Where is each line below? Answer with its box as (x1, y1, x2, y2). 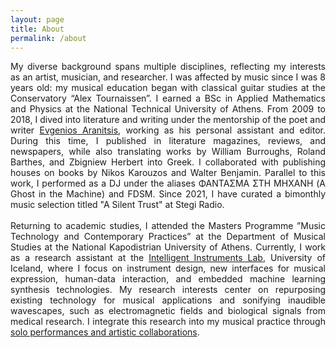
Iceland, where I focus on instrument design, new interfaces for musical (10, 262, 326, 275)
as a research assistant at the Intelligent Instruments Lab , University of (10, 252, 327, 264)
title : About (10, 24, 65, 34)
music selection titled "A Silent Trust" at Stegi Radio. (10, 199, 225, 211)
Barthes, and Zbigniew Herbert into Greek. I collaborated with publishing (10, 156, 326, 168)
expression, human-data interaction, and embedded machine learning (10, 273, 326, 285)
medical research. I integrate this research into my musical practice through (10, 316, 326, 328)
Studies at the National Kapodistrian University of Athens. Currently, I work (10, 241, 326, 253)
